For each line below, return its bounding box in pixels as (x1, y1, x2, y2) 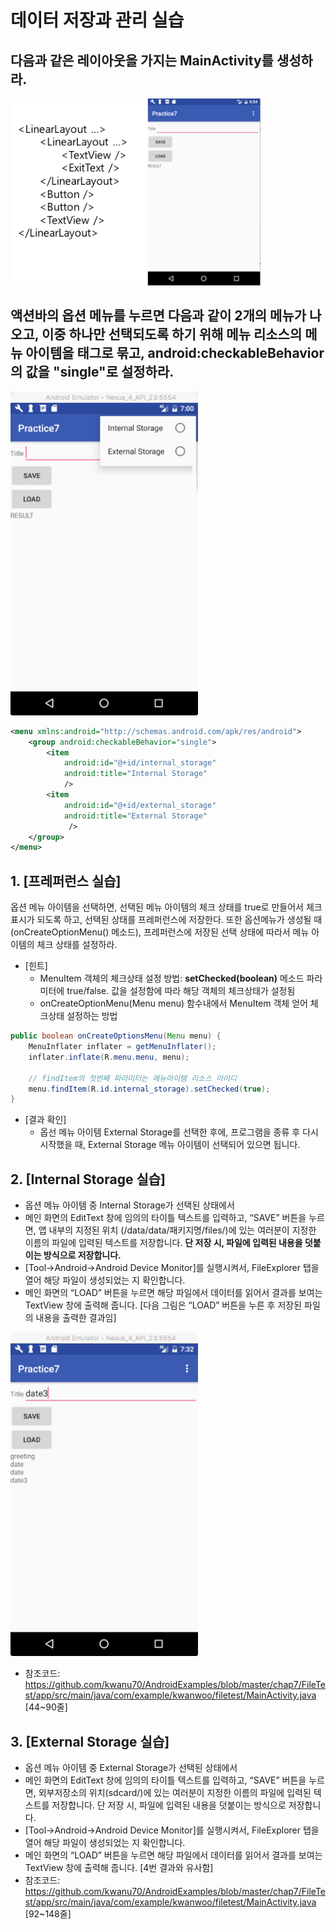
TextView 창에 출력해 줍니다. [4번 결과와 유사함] (24, 1862, 214, 1874)
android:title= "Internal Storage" (63, 769, 208, 779)
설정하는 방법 (66, 1010, 118, 1022)
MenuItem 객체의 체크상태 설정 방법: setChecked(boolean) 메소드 (39, 972, 305, 985)
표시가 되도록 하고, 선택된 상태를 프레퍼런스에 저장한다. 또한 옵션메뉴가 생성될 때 (10, 914, 323, 926)
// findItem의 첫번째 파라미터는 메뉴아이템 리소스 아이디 (28, 1073, 237, 1083)
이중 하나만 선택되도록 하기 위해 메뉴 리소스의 (41, 326, 303, 343)
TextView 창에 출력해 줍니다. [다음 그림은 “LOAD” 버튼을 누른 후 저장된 (24, 1299, 303, 1311)
